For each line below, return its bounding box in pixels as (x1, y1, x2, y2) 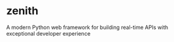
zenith (6, 4, 39, 18)
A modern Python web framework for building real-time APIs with (6, 24, 169, 31)
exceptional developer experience (6, 30, 91, 37)
